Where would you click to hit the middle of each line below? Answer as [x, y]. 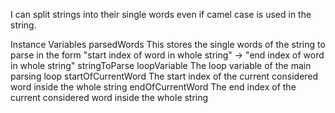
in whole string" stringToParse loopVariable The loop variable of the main [161, 65]
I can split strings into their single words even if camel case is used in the [161, 14]
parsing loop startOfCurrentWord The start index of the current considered [164, 76]
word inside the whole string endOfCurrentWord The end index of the [153, 87]
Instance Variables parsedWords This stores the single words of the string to [168, 44]
